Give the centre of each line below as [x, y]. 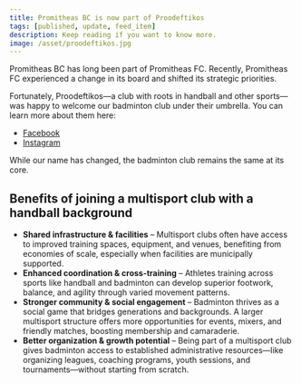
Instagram [41, 143]
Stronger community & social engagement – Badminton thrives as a [150, 302]
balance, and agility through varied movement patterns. [126, 292]
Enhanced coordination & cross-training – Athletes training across [148, 273]
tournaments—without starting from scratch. [106, 369]
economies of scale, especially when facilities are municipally [138, 254]
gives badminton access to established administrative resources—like [153, 350]
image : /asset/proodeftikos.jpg [70, 43]
